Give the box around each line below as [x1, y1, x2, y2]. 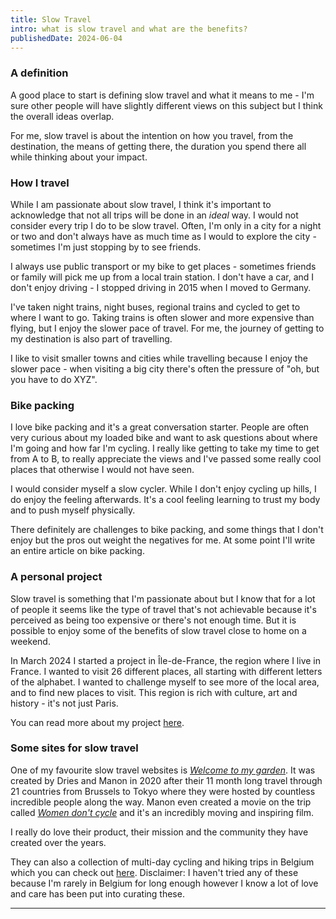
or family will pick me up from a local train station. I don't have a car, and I [10, 271, 315, 283]
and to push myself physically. [10, 504, 136, 516]
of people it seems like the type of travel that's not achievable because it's [10, 603, 317, 615]
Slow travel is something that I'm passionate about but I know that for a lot [10, 592, 316, 605]
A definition [10, 66, 69, 80]
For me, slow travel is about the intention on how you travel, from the [10, 129, 294, 141]
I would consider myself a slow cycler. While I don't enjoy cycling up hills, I [10, 483, 317, 495]
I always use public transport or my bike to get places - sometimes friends [10, 260, 317, 272]
